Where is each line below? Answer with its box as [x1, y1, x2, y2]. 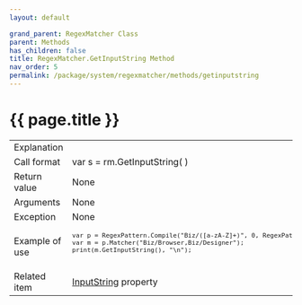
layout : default [9, 13, 70, 22]
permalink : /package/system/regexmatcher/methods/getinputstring [9, 71, 259, 81]
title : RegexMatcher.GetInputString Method [9, 55, 175, 64]
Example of [13, 234, 62, 247]
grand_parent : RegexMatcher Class [9, 29, 139, 39]
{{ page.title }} [9, 109, 120, 130]
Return [13, 170, 42, 182]
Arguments [13, 196, 61, 208]
